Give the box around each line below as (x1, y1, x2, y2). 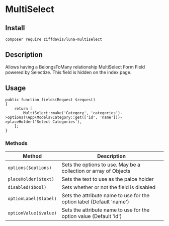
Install (5, 24, 25, 32)
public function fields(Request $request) (5, 97, 96, 102)
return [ (14, 106, 33, 111)
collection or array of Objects (61, 167, 131, 174)
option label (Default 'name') (61, 198, 129, 205)
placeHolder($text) (8, 176, 54, 182)
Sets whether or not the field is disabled (61, 184, 156, 191)
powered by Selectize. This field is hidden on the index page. (5, 69, 132, 75)
